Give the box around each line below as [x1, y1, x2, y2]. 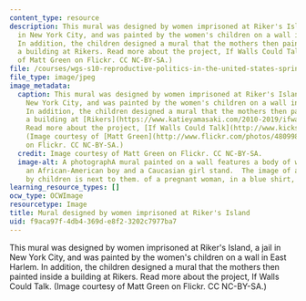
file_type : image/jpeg [9, 73, 96, 82]
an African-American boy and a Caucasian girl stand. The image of [25, 166, 291, 175]
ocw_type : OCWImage [9, 192, 84, 201]
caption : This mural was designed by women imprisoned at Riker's [17, 89, 275, 99]
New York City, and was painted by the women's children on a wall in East [9, 252, 287, 263]
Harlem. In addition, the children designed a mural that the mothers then [9, 261, 280, 272]
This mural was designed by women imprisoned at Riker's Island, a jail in [9, 242, 281, 253]
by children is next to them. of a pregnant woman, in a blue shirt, [25, 174, 296, 183]
